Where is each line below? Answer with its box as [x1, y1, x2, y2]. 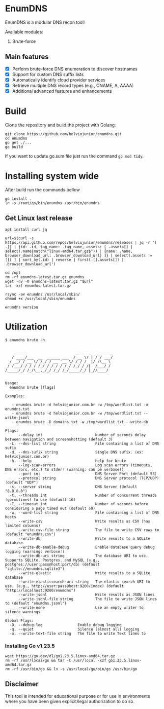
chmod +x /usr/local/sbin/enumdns [5, 296, 76, 301]
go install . [5, 196, 32, 201]
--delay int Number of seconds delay [18, 432, 146, 437]
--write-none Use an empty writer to [18, 605, 144, 610]
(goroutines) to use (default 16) [5, 497, 76, 502]
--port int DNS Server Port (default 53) [18, 471, 157, 476]
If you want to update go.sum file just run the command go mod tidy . [5, 153, 144, 159]
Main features [5, 53, 49, 61]
